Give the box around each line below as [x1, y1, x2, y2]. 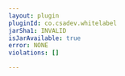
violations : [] [8, 49, 60, 57]
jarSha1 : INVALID [8, 26, 67, 34]
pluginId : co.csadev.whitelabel [8, 19, 117, 27]
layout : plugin [8, 11, 60, 20]
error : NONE [8, 42, 48, 50]
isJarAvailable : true [8, 34, 81, 42]
